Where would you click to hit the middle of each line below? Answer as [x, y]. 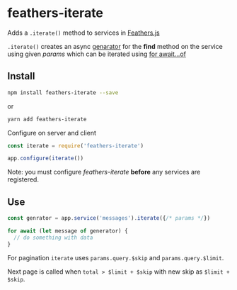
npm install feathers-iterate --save [63, 93]
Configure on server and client [52, 133]
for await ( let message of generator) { [68, 231]
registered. [23, 179]
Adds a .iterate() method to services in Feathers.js [84, 33]
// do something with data [53, 238]
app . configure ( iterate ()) [45, 158]
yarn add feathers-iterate [47, 119]
